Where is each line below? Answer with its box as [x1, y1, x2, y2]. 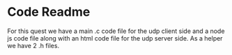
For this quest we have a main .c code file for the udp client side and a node [7, 27, 225, 35]
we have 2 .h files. [7, 41, 60, 49]
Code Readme [7, 4, 91, 20]
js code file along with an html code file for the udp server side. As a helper [7, 34, 223, 42]
